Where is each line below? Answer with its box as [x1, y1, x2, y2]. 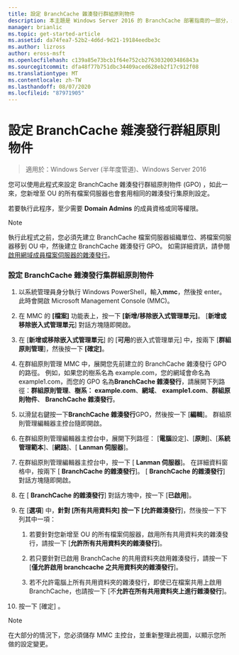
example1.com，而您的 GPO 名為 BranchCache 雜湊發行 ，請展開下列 [18, 377, 219, 386]
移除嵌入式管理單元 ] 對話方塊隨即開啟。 [18, 320, 135, 329]
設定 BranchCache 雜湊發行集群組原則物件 [8, 270, 155, 280]
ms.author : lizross [8, 43, 66, 50]
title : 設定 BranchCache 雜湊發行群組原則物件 [8, 10, 135, 18]
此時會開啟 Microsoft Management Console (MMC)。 [18, 296, 174, 305]
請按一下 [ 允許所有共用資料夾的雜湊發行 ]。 [41, 539, 166, 548]
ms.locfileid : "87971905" [8, 90, 84, 97]
